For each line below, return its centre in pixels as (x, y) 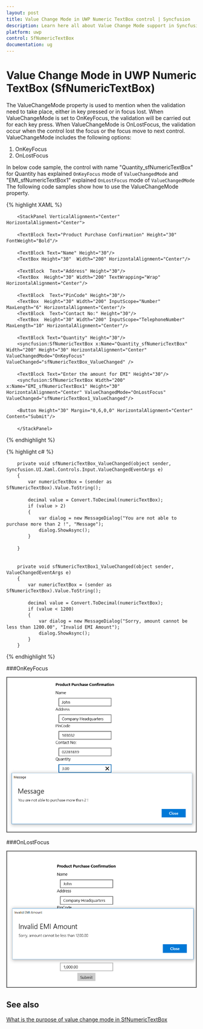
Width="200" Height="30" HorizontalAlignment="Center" (77, 350)
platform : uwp (24, 32)
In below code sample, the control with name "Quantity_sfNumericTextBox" (100, 167)
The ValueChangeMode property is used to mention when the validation (96, 105)
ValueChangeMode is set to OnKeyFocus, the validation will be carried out (98, 118)
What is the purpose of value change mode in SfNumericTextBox (87, 1019)
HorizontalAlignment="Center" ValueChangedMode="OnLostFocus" (86, 392)
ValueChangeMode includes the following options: (69, 137)
